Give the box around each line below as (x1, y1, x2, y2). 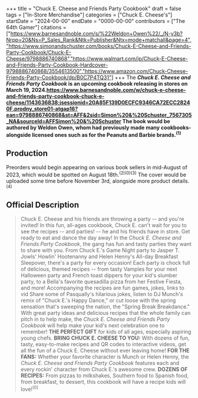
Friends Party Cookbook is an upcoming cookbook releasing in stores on (6, 80, 188, 87)
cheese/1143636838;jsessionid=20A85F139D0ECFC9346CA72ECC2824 (6, 99, 190, 106)
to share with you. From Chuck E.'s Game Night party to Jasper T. (20, 246, 180, 254)
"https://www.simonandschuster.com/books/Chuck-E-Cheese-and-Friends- (6, 42, 192, 50)
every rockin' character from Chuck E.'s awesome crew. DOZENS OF (20, 366, 188, 373)
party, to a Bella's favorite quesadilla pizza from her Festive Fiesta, (20, 278, 183, 285)
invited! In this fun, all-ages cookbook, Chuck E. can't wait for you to (20, 221, 187, 229)
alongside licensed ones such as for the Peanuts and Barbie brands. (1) (6, 130, 181, 138)
